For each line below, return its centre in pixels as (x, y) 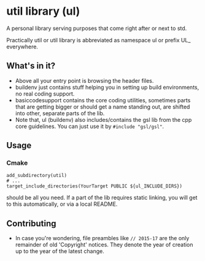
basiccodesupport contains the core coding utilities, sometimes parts (103, 100)
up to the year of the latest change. (60, 251)
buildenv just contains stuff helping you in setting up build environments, (107, 87)
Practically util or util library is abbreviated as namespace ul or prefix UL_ (99, 40)
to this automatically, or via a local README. (62, 204)
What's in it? (31, 66)
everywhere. (22, 47)
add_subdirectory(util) (37, 176)
